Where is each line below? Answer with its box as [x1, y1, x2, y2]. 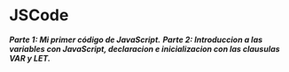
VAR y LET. [9, 53, 51, 63]
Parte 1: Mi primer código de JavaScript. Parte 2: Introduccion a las [9, 34, 263, 45]
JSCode [9, 5, 69, 25]
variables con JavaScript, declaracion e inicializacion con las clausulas [9, 43, 281, 54]
